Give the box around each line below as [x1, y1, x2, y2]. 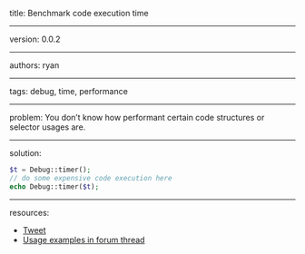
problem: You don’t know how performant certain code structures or [9, 112, 265, 122]
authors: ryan [9, 60, 60, 71]
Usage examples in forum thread [22, 234, 145, 245]
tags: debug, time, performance [9, 86, 129, 96]
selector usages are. [9, 122, 86, 132]
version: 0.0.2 [9, 34, 61, 44]
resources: [9, 207, 50, 218]
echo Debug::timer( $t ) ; [9, 181, 100, 191]
